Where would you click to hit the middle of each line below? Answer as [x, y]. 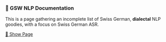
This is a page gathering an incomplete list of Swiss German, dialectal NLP [83, 19]
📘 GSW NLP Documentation [40, 8]
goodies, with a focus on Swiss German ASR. [52, 24]
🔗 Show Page [19, 34]
